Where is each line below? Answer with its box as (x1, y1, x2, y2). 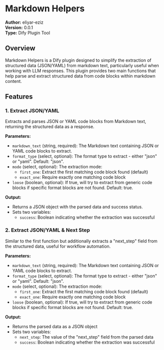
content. (5, 78, 22, 84)
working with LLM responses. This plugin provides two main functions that (5, 68, 156, 74)
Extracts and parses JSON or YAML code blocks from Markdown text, (5, 118, 146, 124)
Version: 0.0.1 (5, 24, 33, 30)
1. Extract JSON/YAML (5, 107, 60, 114)
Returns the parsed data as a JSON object (12, 323, 98, 329)
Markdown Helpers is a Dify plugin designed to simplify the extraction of (5, 57, 152, 63)
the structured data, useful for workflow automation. (5, 243, 111, 249)
